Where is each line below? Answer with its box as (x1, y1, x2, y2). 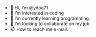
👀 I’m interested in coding (10, 10, 64, 16)
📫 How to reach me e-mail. (10, 26, 68, 32)
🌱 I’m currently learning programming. (10, 15, 90, 21)
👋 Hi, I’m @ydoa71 (10, 5, 49, 10)
